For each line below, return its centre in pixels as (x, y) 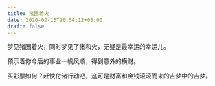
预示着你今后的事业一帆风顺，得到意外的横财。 (73, 61)
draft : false (26, 26)
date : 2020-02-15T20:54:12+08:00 (55, 20)
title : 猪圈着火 (28, 13)
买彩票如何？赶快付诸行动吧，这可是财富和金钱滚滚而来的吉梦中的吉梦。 (109, 76)
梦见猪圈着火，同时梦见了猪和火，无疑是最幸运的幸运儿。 (88, 47)
